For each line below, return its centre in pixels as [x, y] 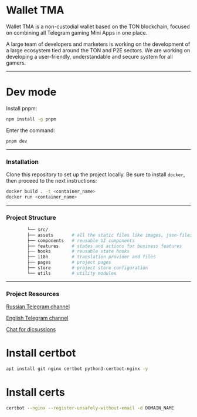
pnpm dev [17, 141]
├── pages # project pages [69, 263]
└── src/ [38, 230]
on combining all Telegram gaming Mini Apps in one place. [77, 32]
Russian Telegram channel [38, 307]
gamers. [16, 63]
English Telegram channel [37, 318]
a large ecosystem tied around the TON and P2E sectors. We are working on [98, 50]
